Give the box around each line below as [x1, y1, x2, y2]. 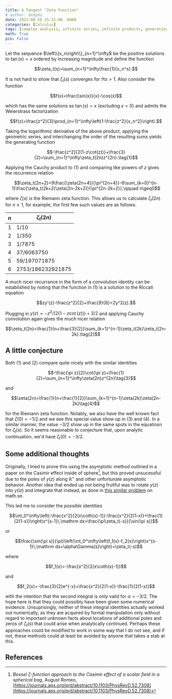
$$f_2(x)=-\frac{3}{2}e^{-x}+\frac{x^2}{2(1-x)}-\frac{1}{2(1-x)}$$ [17, 583, 155, 589]
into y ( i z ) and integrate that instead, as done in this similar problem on [5, 487, 153, 493]
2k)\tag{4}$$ [72, 400, 100, 407]
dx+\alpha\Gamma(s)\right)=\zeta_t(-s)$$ [55, 543, 143, 549]
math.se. [5, 492, 24, 499]
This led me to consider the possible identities [5, 502, 102, 509]
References [5, 653, 43, 662]
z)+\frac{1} [101, 370, 124, 376]
